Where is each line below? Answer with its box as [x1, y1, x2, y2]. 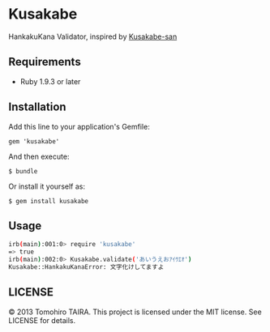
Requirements [8, 55, 81, 69]
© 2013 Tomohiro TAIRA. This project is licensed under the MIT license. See [8, 307, 262, 317]
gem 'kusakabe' [8, 137, 60, 146]
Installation [8, 100, 66, 114]
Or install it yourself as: [8, 181, 85, 191]
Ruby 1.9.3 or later [19, 76, 81, 86]
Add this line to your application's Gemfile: [8, 121, 150, 131]
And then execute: [8, 151, 70, 161]
